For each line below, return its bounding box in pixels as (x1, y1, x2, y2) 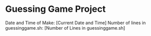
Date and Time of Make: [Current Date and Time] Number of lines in (5, 20, 146, 26)
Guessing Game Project (5, 3, 106, 15)
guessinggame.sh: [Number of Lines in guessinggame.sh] (5, 25, 125, 31)
